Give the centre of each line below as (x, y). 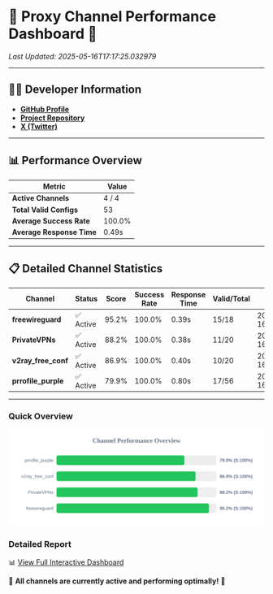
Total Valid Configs (45, 210)
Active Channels (41, 198)
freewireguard (37, 319)
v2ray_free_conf (40, 360)
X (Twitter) (39, 126)
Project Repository (52, 118)
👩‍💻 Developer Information (75, 90)
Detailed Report (40, 544)
